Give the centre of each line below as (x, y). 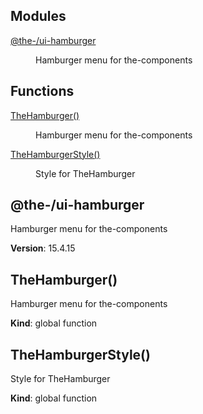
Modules (38, 16)
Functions (42, 91)
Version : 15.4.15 (43, 248)
